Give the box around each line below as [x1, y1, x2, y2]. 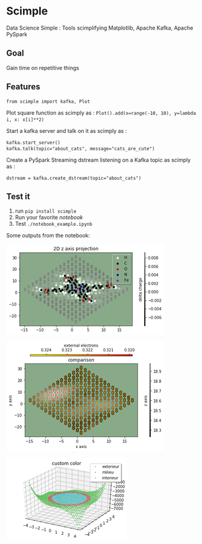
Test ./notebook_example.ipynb [14, 220, 92, 228]
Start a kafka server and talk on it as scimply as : [6, 127, 127, 134]
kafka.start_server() [6, 139, 61, 146]
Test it [6, 191, 30, 202]
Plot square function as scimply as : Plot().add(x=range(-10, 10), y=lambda [6, 109, 196, 116]
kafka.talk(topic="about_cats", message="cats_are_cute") [6, 146, 155, 152]
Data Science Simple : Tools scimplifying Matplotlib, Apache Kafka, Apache [6, 24, 194, 31]
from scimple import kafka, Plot [6, 98, 90, 104]
